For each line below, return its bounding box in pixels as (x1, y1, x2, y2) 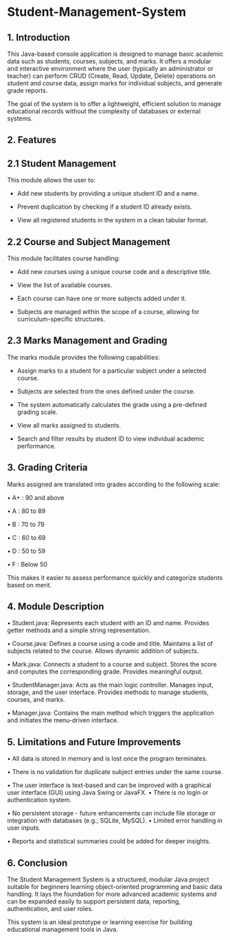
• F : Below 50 (7, 560, 48, 568)
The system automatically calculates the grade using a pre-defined (16, 400, 207, 408)
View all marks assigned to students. (16, 421, 122, 429)
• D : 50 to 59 (7, 547, 46, 555)
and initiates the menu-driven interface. (7, 716, 119, 724)
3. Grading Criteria (7, 462, 88, 474)
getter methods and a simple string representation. (7, 626, 151, 634)
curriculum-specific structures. (16, 315, 106, 324)
